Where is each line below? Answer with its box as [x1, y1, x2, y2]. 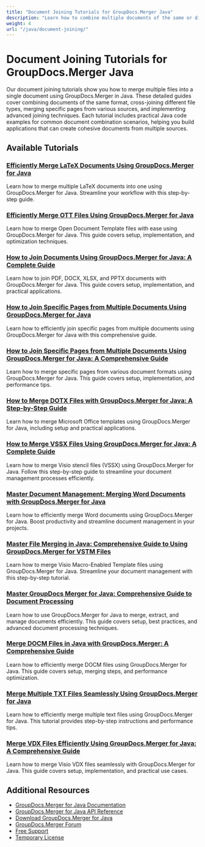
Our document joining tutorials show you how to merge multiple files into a [6, 86, 193, 93]
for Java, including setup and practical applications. [6, 424, 137, 432]
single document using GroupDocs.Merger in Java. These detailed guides [6, 93, 192, 100]
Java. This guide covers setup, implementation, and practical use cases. [6, 767, 188, 775]
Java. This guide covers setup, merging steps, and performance [6, 667, 168, 675]
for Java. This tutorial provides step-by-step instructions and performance [6, 718, 193, 725]
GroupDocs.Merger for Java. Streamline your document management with [6, 568, 193, 575]
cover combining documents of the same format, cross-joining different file [6, 99, 196, 106]
